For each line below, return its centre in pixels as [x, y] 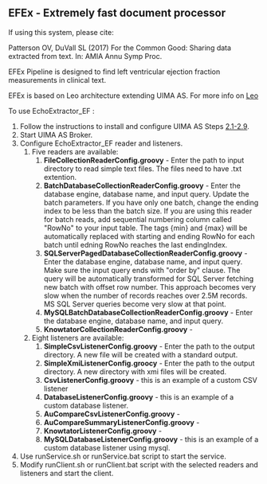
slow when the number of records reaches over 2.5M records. [145, 295]
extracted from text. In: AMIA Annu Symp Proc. [85, 56]
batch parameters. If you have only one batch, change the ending [151, 202]
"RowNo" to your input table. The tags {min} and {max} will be [145, 228]
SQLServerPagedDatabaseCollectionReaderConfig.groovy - [145, 253]
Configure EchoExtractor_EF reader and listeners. [101, 143]
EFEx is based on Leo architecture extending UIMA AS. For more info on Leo [133, 96]
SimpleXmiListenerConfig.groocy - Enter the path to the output [149, 363]
